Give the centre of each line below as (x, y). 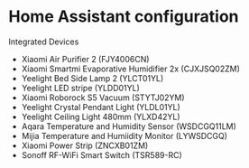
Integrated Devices (44, 42)
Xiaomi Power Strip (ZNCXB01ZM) (85, 145)
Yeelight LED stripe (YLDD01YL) (81, 88)
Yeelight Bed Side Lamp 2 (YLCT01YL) (92, 78)
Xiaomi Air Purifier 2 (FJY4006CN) (85, 59)
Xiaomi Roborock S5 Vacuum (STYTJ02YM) (103, 98)
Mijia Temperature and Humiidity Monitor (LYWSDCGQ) (124, 135)
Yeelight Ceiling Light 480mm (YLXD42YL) (101, 117)
